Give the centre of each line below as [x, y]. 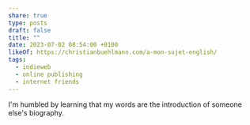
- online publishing [49, 74]
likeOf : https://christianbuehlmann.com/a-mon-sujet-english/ [113, 52]
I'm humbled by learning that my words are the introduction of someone [125, 104]
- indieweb [33, 67]
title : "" [25, 38]
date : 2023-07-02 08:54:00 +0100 [63, 45]
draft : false [30, 30]
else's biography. [36, 112]
